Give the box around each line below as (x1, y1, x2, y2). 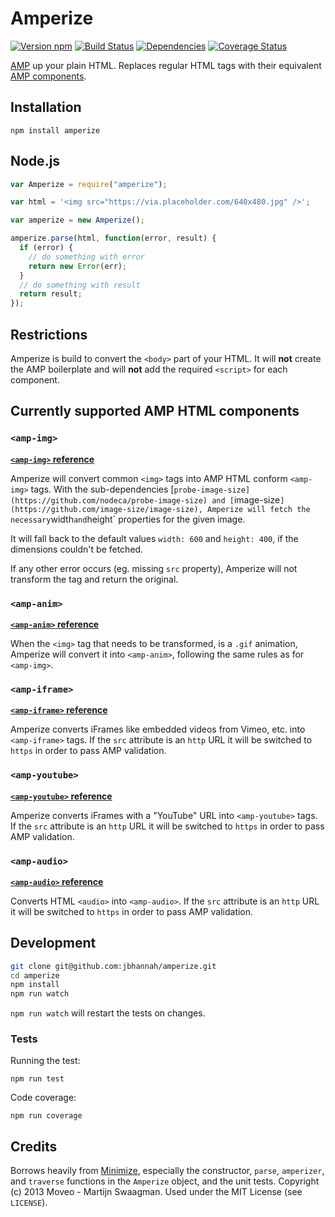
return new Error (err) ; (28, 261, 128, 271)
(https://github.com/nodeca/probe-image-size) (10, 495, 208, 506)
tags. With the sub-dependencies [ (30, 483, 175, 495)
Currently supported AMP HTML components (10, 403, 300, 420)
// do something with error (28, 252, 145, 262)
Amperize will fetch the (206, 504, 311, 514)
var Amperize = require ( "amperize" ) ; (10, 179, 168, 189)
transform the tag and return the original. (10, 573, 179, 585)
